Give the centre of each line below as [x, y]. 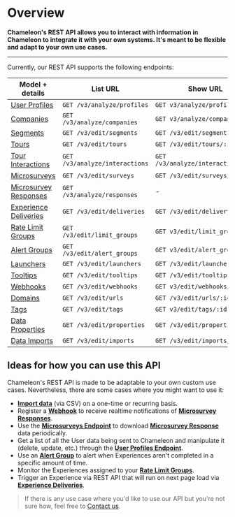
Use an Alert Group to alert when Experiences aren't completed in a [115, 455]
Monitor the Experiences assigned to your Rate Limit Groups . [106, 470]
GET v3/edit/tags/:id [191, 309]
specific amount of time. [52, 463]
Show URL [205, 89]
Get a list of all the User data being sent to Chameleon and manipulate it [121, 440]
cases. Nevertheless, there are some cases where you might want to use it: [116, 390]
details [33, 93]
